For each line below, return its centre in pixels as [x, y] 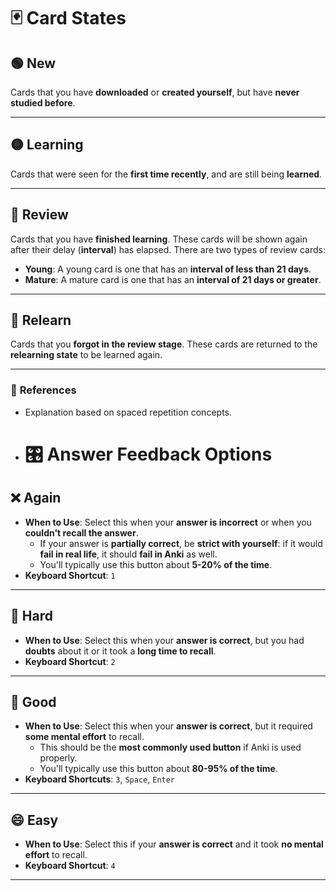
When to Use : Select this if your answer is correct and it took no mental [174, 844]
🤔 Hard [31, 616]
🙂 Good [33, 701]
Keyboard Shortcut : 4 [70, 866]
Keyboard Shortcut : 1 [70, 575]
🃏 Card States [68, 18]
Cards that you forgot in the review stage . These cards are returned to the [164, 344]
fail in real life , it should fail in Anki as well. [128, 554]
